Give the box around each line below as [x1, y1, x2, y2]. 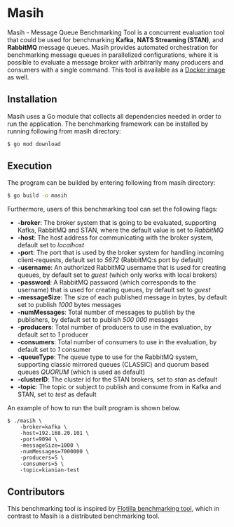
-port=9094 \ [20, 436, 58, 443]
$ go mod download [7, 141, 61, 148]
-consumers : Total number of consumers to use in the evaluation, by [17, 338, 217, 346]
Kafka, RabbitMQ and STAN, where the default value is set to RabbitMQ [17, 226, 224, 235]
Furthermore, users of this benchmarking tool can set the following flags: [7, 205, 219, 214]
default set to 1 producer [17, 330, 89, 339]
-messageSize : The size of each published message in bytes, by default [17, 293, 228, 301]
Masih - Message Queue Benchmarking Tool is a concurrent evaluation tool [7, 28, 226, 37]
